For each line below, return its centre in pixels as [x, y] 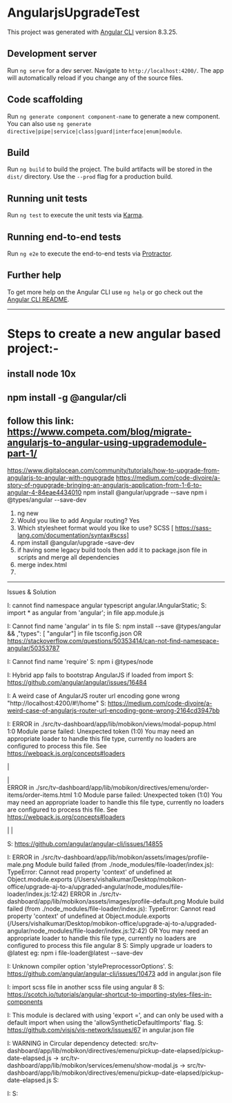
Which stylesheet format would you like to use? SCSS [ [95, 528]
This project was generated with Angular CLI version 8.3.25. [93, 32]
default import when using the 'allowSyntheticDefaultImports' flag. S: [105, 1022]
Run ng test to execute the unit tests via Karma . [75, 215]
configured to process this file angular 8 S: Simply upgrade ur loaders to [110, 945]
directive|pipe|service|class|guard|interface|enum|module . [95, 131]
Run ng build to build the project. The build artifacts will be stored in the [110, 169]
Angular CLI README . [38, 299]
